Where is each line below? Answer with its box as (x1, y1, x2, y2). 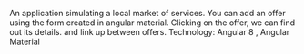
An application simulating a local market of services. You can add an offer (9, 8, 286, 18)
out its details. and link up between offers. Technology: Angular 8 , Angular (9, 27, 290, 37)
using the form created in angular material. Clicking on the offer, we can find (9, 17, 296, 28)
